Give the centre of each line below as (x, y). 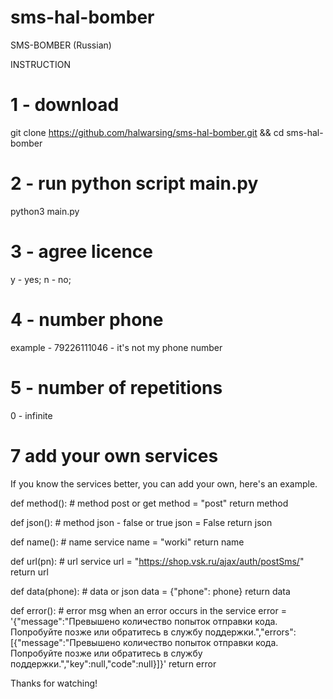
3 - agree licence (82, 252)
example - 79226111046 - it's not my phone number (116, 347)
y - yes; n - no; (41, 279)
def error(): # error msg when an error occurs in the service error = (148, 610)
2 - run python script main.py (134, 183)
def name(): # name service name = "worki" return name (127, 542)
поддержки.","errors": (250, 632)
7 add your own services (114, 455)
